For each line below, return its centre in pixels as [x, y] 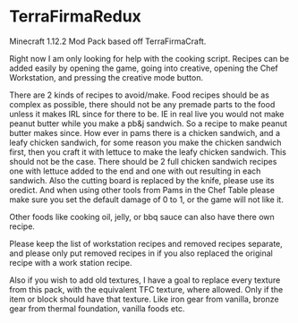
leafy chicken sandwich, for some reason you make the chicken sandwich [145, 142]
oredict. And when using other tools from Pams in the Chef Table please [142, 190]
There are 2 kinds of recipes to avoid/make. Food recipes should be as [140, 95]
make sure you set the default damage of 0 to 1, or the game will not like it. [146, 200]
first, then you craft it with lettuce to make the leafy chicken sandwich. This [148, 152]
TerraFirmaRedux [75, 17]
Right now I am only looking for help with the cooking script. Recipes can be [149, 58]
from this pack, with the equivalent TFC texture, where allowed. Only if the [146, 289]
